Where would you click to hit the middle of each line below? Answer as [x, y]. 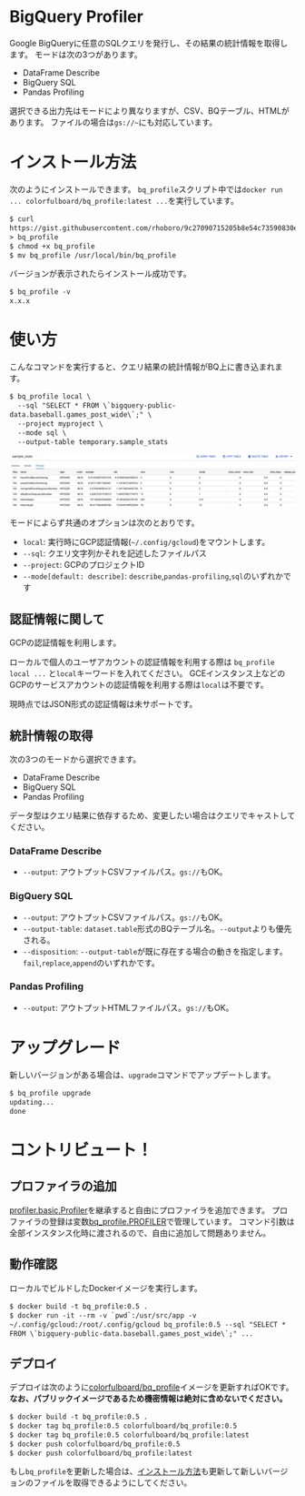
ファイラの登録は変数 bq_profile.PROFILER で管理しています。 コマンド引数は [152, 1221]
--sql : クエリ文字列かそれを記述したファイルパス [114, 553]
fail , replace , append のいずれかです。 [91, 963]
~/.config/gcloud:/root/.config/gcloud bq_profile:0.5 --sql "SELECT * [148, 1324]
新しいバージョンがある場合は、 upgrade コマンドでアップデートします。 [143, 1075]
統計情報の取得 [51, 736]
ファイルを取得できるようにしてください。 [113, 1483]
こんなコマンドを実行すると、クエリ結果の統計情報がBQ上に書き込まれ [142, 367]
